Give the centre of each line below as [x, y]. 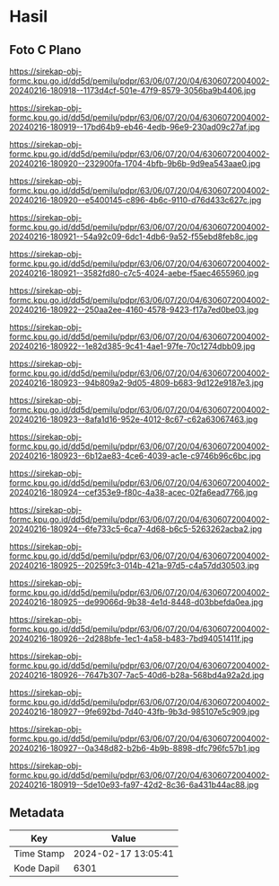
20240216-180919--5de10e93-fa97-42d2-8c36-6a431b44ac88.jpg [134, 785]
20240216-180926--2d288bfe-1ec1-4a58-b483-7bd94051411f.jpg [131, 639]
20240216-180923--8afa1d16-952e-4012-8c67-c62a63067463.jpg [134, 419]
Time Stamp [39, 854]
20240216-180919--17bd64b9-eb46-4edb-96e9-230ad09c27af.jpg [135, 127]
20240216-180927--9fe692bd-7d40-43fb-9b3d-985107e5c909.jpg [135, 711]
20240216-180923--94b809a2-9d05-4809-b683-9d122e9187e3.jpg [137, 383]
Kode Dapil [37, 868]
